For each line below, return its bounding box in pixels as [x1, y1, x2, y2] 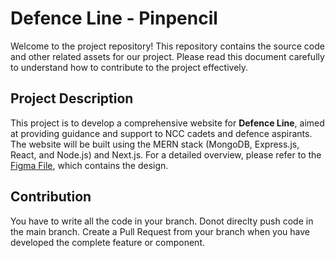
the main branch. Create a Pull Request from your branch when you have [10, 225, 310, 237]
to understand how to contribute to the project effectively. [10, 61, 249, 73]
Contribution [10, 188, 92, 206]
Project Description [10, 90, 134, 107]
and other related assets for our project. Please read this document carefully [10, 50, 325, 62]
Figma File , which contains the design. [10, 159, 169, 171]
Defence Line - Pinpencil [10, 7, 218, 30]
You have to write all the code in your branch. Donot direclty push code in [10, 215, 314, 227]
